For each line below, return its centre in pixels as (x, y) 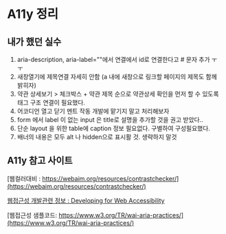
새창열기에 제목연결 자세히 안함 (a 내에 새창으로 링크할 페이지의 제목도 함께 (117, 77)
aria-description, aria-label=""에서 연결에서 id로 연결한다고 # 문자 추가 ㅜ (117, 60)
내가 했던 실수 (34, 42)
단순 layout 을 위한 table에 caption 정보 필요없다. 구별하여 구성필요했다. (114, 128)
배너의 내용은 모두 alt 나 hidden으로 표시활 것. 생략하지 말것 (97, 137)
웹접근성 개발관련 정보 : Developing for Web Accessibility (86, 200)
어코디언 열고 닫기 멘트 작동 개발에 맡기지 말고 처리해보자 (93, 111)
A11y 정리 (33, 14)
